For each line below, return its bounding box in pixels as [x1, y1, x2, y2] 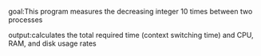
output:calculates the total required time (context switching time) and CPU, [8, 31, 254, 39]
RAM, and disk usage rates [8, 39, 97, 48]
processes [8, 15, 43, 24]
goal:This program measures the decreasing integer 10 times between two [8, 7, 253, 16]
